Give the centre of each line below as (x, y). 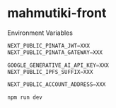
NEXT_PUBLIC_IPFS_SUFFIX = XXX (50, 72)
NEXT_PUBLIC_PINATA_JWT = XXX (49, 45)
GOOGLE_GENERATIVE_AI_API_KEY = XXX (58, 65)
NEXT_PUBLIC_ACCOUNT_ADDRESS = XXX (57, 85)
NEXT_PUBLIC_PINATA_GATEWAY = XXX (55, 52)
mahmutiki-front (57, 13)
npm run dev (25, 97)
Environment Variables (40, 33)
